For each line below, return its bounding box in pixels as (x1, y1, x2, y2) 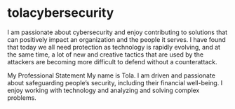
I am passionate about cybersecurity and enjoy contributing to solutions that (7, 28, 228, 36)
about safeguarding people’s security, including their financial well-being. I (7, 78, 223, 87)
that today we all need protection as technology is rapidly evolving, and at (7, 43, 221, 51)
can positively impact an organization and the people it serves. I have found (7, 35, 226, 43)
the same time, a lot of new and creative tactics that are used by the (7, 50, 204, 59)
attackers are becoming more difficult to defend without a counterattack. (7, 57, 217, 66)
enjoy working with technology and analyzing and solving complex (7, 86, 200, 94)
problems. (7, 93, 36, 102)
